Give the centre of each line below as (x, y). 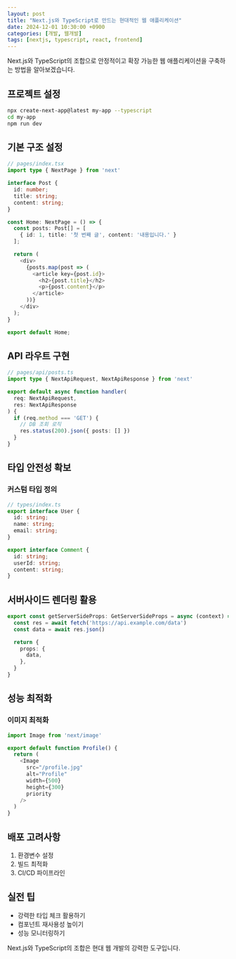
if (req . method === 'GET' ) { (56, 418)
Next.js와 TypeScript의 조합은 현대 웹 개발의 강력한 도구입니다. (94, 948)
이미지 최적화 (28, 720)
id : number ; (31, 190)
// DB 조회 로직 (41, 425)
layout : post (26, 14)
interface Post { (33, 184)
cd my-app (22, 117)
